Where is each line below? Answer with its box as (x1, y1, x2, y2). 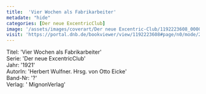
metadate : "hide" (6, 15, 51, 21)
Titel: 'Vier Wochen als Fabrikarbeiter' (6, 48, 102, 56)
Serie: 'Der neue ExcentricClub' (6, 55, 86, 62)
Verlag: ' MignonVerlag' (6, 81, 66, 89)
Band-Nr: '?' (6, 74, 37, 82)
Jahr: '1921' (6, 62, 36, 69)
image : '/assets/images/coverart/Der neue (6, 26, 116, 32)
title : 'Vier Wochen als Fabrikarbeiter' (6, 9, 116, 15)
